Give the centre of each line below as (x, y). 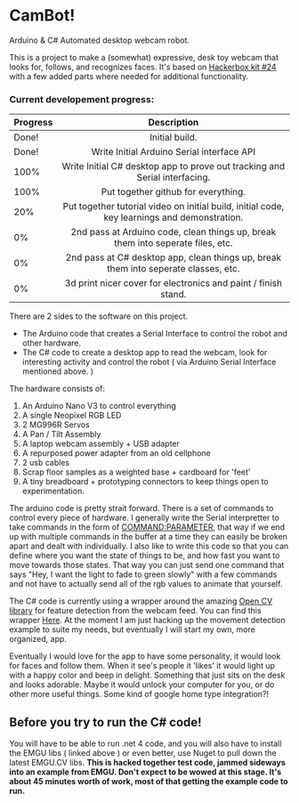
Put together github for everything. (174, 192)
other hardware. (52, 343)
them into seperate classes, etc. (173, 269)
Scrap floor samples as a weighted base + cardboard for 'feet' (136, 472)
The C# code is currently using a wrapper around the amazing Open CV (141, 601)
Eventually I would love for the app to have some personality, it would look (145, 656)
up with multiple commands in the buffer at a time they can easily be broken (148, 537)
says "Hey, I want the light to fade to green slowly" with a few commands (143, 574)
